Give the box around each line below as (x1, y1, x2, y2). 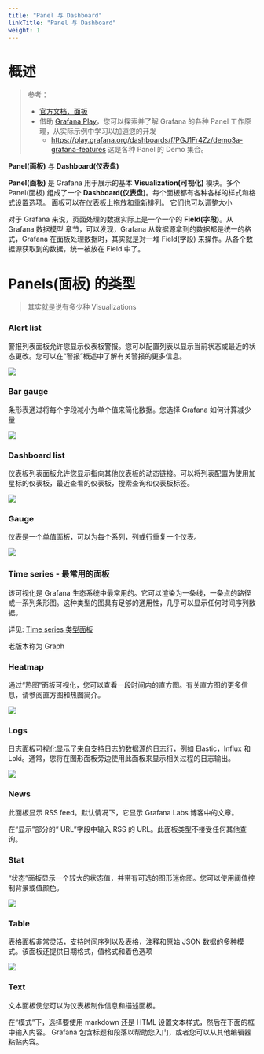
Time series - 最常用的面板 (8, 569, 110, 580)
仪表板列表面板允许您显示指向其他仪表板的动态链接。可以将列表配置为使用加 (8, 469, 256, 478)
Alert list (8, 322, 42, 333)
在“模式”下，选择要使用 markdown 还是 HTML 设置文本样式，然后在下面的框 (8, 1017, 255, 1026)
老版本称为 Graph (8, 641, 65, 651)
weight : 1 (8, 26, 41, 34)
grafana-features (50, 145, 106, 154)
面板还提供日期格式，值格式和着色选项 (28, 947, 153, 956)
